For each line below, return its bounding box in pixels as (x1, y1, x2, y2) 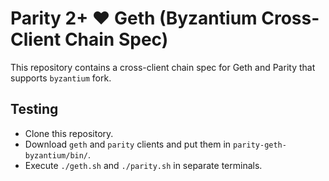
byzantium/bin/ (24, 150, 89, 161)
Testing (10, 101, 59, 118)
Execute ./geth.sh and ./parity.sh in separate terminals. (24, 159, 263, 171)
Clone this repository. (24, 127, 114, 139)
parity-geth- (233, 140, 287, 150)
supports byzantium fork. (10, 72, 112, 84)
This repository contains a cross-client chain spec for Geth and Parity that (10, 61, 316, 73)
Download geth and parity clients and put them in (24, 138, 232, 150)
